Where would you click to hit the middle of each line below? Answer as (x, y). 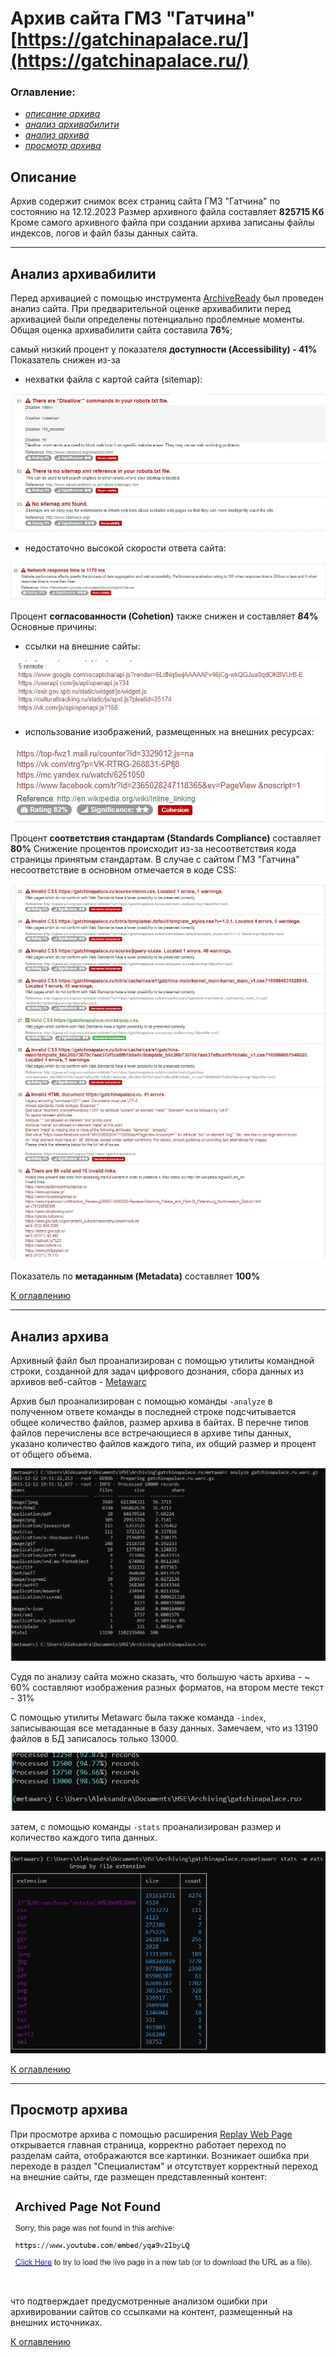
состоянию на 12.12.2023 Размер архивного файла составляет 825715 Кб (167, 212)
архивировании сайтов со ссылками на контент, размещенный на (151, 2311)
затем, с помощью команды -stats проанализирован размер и (146, 1826)
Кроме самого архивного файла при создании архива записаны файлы (162, 223)
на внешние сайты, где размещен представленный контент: (139, 2176)
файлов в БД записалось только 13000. (94, 1738)
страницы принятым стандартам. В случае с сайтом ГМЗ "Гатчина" (155, 859)
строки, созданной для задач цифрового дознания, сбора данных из (157, 1371)
